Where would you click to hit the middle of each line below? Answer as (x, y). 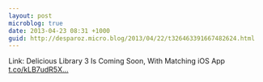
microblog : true (36, 23)
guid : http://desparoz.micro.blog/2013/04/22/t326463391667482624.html (131, 38)
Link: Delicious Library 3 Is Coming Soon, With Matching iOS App (117, 61)
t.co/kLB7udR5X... (38, 70)
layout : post (30, 16)
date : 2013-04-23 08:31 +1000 (59, 31)
